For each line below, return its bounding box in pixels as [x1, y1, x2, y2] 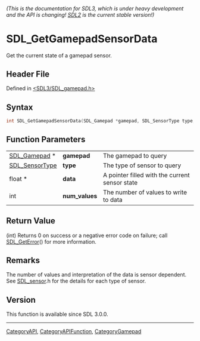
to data [103, 195, 123, 204]
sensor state [103, 178, 138, 186]
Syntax [6, 102, 33, 112]
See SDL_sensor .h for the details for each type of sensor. [6, 278, 146, 285]
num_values [62, 192, 98, 200]
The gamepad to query [103, 151, 167, 159]
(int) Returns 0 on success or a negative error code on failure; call [6, 232, 168, 239]
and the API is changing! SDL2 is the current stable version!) [6, 11, 155, 18]
